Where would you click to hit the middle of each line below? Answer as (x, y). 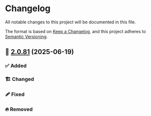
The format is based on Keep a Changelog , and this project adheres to (75, 31)
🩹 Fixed (15, 95)
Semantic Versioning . (26, 37)
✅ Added (16, 66)
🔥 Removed (19, 109)
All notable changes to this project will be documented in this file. (71, 22)
